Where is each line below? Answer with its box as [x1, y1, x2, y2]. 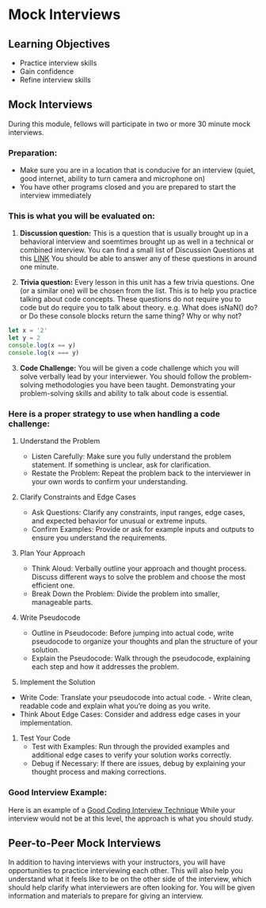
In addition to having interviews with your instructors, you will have [8, 857, 226, 867]
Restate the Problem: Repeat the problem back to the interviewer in [31, 468, 251, 478]
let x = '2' [8, 327, 47, 335]
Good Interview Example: [8, 787, 108, 798]
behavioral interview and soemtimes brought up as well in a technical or [19, 237, 255, 247]
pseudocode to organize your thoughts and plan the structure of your [31, 637, 258, 646]
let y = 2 [8, 334, 41, 342]
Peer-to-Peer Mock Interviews [8, 836, 161, 850]
